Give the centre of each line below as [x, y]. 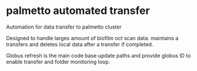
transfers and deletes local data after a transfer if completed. [80, 44]
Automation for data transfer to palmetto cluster [64, 27]
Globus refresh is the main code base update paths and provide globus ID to [98, 55]
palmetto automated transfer [78, 11]
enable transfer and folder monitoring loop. [58, 62]
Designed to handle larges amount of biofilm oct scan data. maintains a [92, 38]
